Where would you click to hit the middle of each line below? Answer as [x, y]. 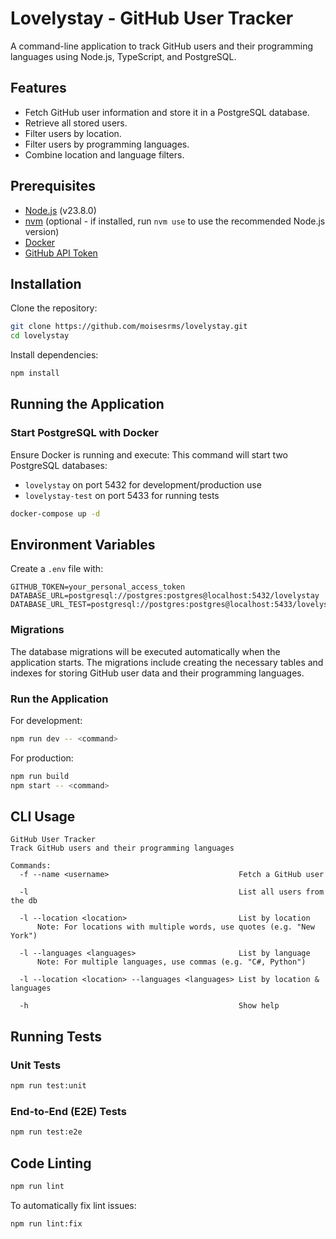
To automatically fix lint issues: [73, 1205]
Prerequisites [53, 186]
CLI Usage [43, 816]
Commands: [31, 866]
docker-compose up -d [55, 513]
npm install [35, 373]
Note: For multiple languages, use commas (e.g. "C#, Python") [171, 962]
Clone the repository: [54, 308]
